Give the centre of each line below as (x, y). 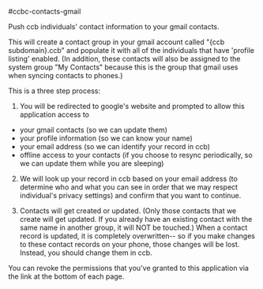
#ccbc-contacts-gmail (45, 11)
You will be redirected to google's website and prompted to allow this (132, 106)
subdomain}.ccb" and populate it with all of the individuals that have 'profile (131, 50)
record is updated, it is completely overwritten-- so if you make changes (137, 236)
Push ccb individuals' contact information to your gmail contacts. (114, 26)
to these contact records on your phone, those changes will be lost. (130, 244)
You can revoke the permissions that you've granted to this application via (128, 268)
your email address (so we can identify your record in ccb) (115, 146)
